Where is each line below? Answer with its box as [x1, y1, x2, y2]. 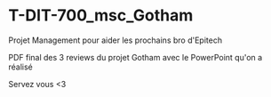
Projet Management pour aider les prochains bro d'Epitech [8, 35, 223, 45]
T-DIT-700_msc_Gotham [8, 5, 194, 26]
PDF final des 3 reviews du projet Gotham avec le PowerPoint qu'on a [8, 52, 263, 62]
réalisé [8, 61, 33, 72]
